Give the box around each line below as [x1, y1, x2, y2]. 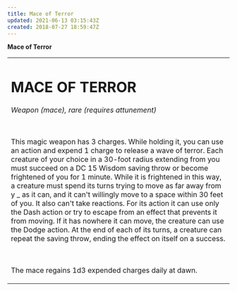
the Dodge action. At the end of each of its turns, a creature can [11, 225, 222, 235]
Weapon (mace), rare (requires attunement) [11, 105, 157, 115]
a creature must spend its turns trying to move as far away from [11, 180, 221, 190]
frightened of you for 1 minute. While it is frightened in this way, [11, 172, 222, 182]
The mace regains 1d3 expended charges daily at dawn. [11, 265, 197, 275]
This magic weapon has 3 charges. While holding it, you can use [11, 137, 224, 147]
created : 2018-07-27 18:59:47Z [7, 23, 99, 30]
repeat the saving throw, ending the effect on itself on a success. [11, 233, 226, 243]
